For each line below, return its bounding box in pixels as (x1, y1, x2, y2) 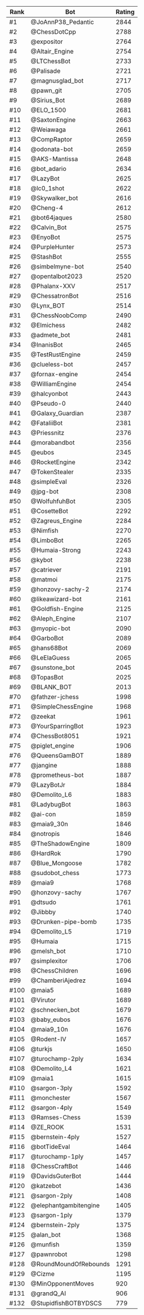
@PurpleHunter (31, 243, 74, 251)
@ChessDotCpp (31, 28, 76, 36)
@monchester (31, 1094, 71, 1102)
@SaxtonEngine (31, 116, 76, 124)
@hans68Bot (31, 644, 68, 652)
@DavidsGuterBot (31, 1172, 82, 1180)
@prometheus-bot (31, 771, 84, 779)
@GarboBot (31, 634, 64, 642)
